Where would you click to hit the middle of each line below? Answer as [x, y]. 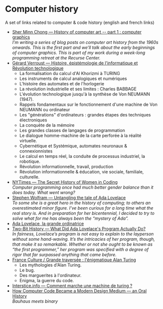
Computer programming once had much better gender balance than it [83, 187]
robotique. [30, 161]
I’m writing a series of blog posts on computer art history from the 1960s [85, 42]
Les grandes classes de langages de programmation [72, 130]
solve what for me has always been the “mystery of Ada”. [70, 218]
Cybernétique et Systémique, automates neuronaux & [73, 146]
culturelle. [30, 177]
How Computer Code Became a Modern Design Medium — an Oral [79, 290]
